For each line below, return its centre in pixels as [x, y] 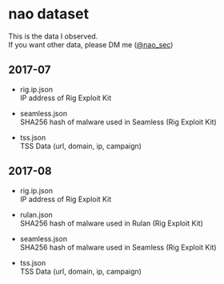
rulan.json [36, 214]
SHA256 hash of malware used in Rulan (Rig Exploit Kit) [112, 223]
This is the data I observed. [53, 36]
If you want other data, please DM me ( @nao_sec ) [91, 44]
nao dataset [49, 14]
